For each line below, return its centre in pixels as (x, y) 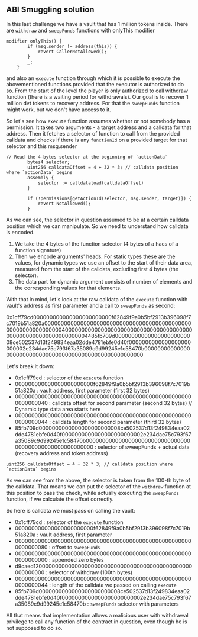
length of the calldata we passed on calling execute (114, 585)
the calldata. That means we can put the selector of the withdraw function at (98, 486)
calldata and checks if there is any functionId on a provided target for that (97, 140)
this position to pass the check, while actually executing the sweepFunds (92, 493)
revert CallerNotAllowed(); (72, 52)
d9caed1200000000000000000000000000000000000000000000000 (103, 566)
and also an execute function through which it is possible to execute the (93, 78)
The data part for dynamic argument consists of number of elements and (103, 281)
